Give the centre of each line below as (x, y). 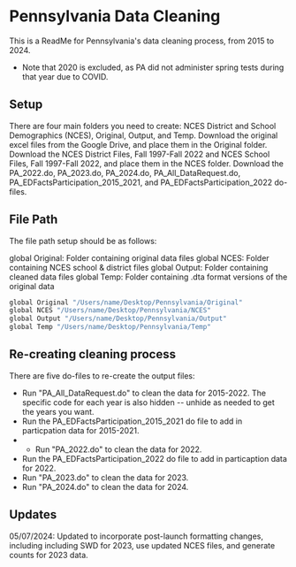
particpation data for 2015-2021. (80, 430)
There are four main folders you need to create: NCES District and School (143, 126)
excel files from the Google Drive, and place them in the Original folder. (138, 144)
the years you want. (58, 411)
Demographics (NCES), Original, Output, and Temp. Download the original (144, 135)
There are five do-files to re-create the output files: (102, 375)
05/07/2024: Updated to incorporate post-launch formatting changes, (136, 536)
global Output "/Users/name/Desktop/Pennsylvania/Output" (118, 319)
